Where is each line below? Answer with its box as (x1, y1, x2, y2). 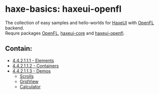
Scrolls (19, 73, 34, 79)
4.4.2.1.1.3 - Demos (12, 68, 51, 74)
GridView (19, 78, 39, 84)
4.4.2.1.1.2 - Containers (12, 63, 59, 68)
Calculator (19, 84, 41, 90)
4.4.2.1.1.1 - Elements (12, 58, 54, 63)
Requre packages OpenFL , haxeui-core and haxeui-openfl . (5, 30, 125, 36)
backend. (5, 25, 24, 31)
